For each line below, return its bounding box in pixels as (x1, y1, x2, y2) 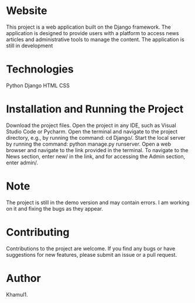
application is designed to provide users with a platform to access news (6, 29, 179, 36)
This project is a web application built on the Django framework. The (6, 23, 172, 30)
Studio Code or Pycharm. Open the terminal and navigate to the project (6, 128, 177, 135)
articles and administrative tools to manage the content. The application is (6, 36, 184, 43)
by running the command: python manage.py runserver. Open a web (6, 140, 172, 147)
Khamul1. (6, 291, 28, 298)
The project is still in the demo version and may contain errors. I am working (6, 199, 190, 206)
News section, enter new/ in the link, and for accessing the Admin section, (6, 153, 186, 160)
